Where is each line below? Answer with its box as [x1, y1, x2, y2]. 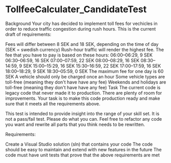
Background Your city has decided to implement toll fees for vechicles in [5, 20, 158, 26]
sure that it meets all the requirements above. [5, 100, 101, 106]
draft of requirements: [5, 31, 52, 37]
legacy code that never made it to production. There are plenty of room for [5, 90, 162, 96]
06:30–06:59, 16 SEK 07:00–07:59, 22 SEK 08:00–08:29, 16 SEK [5, 57, 140, 63]
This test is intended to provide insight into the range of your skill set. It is [5, 111, 160, 117]
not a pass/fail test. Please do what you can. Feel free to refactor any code [5, 116, 162, 122]
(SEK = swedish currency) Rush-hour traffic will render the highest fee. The [5, 46, 164, 52]
